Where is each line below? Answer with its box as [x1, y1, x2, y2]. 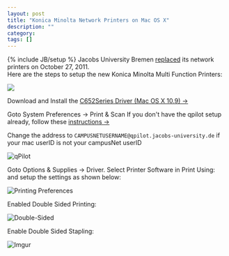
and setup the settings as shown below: [7, 173, 122, 181]
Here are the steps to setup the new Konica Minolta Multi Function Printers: [7, 70, 223, 79]
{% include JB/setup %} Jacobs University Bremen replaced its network [7, 55, 214, 63]
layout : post [7, 10, 45, 17]
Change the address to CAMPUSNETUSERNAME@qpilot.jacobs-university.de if [7, 131, 221, 140]
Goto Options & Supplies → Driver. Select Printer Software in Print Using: [7, 165, 216, 174]
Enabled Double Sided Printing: [7, 200, 97, 209]
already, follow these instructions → [7, 118, 110, 126]
